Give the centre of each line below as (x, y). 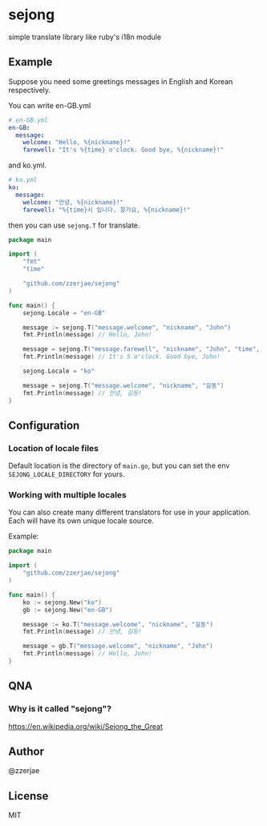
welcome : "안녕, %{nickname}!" (73, 202)
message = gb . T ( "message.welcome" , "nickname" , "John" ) (118, 647)
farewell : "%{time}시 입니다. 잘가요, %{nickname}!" (107, 210)
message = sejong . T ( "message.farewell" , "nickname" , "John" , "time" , (142, 349)
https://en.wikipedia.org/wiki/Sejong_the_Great (85, 726)
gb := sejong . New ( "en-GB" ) (68, 610)
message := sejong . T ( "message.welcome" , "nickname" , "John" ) (127, 327)
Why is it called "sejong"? (60, 709)
